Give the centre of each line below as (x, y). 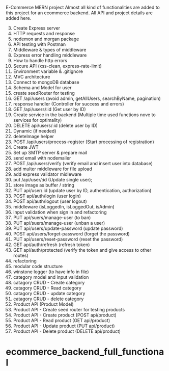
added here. (19, 18)
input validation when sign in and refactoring (60, 212)
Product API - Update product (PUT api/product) (64, 326)
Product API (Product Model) (43, 304)
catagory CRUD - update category (49, 293)
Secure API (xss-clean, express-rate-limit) (58, 66)
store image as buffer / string (44, 185)
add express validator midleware (47, 174)
